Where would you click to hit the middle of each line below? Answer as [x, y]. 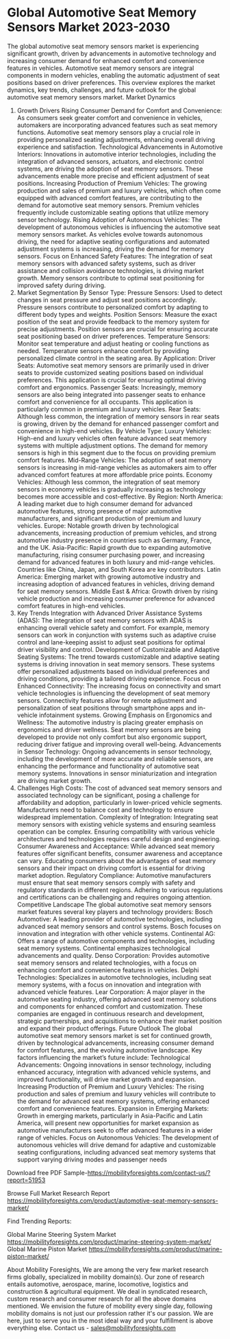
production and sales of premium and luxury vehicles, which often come [119, 191]
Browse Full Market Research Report [59, 1193]
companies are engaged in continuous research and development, [111, 1013]
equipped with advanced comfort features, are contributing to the [110, 197]
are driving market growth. [54, 780]
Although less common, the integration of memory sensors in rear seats [118, 416]
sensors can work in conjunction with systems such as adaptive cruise [117, 635]
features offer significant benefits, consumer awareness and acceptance [119, 853]
